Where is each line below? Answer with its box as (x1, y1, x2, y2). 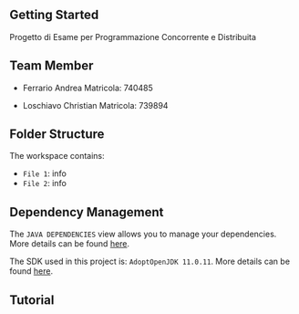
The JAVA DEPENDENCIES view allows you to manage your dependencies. (9, 228, 277, 240)
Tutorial (9, 292, 55, 308)
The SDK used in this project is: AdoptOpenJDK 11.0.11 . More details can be (9, 256, 290, 267)
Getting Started (9, 7, 99, 23)
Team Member (9, 58, 94, 74)
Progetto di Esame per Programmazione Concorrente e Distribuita (9, 31, 257, 42)
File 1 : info (22, 168, 67, 179)
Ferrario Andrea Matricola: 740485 (22, 82, 153, 93)
